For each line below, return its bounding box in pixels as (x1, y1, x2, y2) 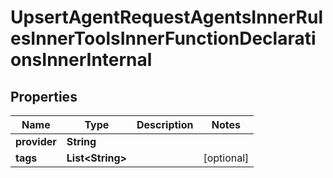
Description (136, 118, 194, 131)
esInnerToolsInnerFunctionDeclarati (10, 27, 317, 50)
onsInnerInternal (10, 49, 153, 71)
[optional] (203, 151, 250, 165)
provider (15, 135, 57, 148)
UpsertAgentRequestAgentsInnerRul (10, 6, 323, 29)
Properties (10, 88, 78, 105)
